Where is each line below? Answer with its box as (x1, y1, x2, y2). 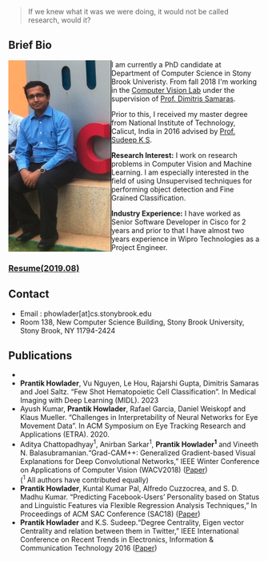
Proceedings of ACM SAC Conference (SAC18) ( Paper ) (19, 509, 201, 519)
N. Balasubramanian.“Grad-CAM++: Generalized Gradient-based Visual (19, 448, 256, 458)
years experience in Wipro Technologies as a (111, 234, 260, 244)
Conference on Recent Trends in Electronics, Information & (19, 535, 214, 544)
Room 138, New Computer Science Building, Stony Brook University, (19, 317, 245, 327)
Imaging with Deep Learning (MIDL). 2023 (19, 396, 159, 406)
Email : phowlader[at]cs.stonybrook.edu (19, 309, 152, 318)
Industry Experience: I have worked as (111, 208, 242, 218)
